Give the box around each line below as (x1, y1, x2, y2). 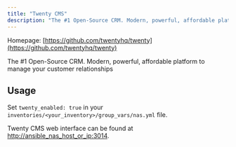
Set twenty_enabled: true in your (7, 103, 103, 112)
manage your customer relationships (7, 64, 114, 73)
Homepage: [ (7, 36, 46, 44)
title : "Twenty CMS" (7, 10, 68, 17)
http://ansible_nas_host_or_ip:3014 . (7, 132, 110, 140)
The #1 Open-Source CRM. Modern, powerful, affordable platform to (7, 57, 205, 65)
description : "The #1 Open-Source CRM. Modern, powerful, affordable (7, 17, 216, 24)
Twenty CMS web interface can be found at (7, 124, 133, 133)
